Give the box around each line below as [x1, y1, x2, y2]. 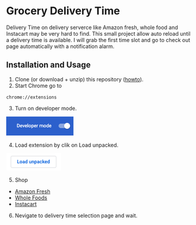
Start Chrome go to [14, 82, 62, 89]
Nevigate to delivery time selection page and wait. [14, 212, 138, 219]
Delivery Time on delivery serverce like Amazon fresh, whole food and [6, 24, 178, 31]
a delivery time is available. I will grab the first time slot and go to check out [6, 36, 191, 43]
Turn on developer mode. [14, 104, 77, 112]
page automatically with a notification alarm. [6, 43, 115, 50]
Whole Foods [14, 194, 48, 201]
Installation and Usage [6, 60, 91, 70]
